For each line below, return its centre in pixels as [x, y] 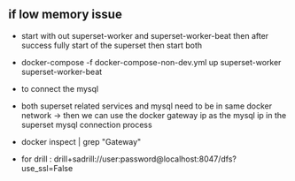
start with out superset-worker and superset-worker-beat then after [145, 35]
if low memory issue [66, 15]
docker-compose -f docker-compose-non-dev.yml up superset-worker [151, 62]
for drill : [36, 159]
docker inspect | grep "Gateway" [81, 141]
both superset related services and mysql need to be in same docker [147, 106]
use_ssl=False [47, 168]
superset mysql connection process [86, 124]
